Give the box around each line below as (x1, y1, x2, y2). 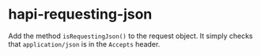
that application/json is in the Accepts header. (8, 39, 161, 48)
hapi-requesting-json (8, 5, 153, 23)
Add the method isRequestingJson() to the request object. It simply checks (8, 31, 253, 40)
